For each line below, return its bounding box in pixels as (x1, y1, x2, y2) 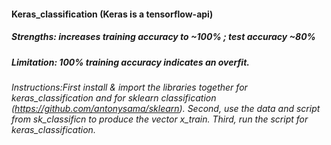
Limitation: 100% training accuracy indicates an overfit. (11, 56, 250, 68)
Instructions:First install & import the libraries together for (11, 81, 248, 93)
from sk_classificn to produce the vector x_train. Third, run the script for (11, 113, 309, 125)
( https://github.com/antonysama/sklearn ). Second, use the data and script (11, 102, 321, 114)
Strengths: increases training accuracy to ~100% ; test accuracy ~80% (11, 31, 316, 43)
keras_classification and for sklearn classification (11, 91, 217, 104)
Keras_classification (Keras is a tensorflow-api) (11, 8, 214, 20)
